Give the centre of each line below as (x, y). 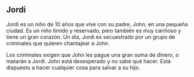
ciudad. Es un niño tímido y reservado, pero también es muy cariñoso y (94, 30)
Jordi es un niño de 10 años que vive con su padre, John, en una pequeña (97, 24)
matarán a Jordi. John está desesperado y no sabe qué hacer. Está (89, 61)
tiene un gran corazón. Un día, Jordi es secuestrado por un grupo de (91, 37)
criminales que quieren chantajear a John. (58, 43)
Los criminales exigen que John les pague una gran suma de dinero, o (93, 55)
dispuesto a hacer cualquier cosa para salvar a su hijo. (73, 67)
